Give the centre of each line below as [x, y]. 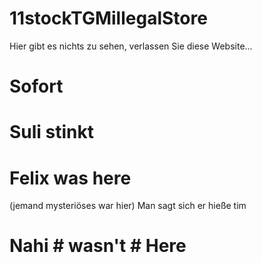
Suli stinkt [52, 132]
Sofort [36, 86]
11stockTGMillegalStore [108, 18]
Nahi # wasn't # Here [98, 246]
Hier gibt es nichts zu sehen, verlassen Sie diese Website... [131, 46]
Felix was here [70, 178]
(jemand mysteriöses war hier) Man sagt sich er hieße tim [128, 206]
